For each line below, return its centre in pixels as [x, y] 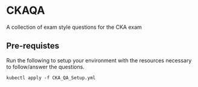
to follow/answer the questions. [45, 67]
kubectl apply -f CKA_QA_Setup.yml [51, 78]
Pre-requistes [33, 46]
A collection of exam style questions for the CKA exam [74, 27]
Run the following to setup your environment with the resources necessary [99, 60]
